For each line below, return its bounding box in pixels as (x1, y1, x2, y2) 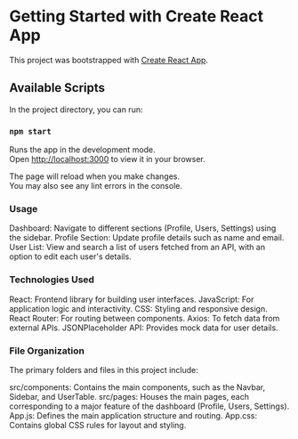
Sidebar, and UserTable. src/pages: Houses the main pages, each (9, 391, 250, 402)
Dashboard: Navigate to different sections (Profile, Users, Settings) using (9, 223, 277, 233)
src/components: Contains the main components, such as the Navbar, (9, 381, 265, 393)
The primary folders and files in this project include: (9, 364, 198, 375)
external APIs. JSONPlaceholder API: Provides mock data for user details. (9, 322, 278, 333)
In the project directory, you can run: (9, 104, 143, 115)
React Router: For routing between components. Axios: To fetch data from (9, 313, 280, 323)
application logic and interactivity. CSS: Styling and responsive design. (9, 303, 269, 313)
